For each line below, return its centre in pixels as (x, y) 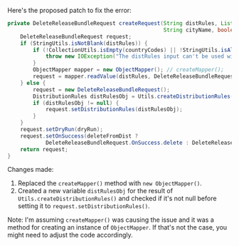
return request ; (44, 149)
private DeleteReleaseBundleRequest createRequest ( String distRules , (113, 24)
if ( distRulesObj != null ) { (76, 103)
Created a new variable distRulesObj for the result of (95, 191)
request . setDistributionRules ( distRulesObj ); (114, 110)
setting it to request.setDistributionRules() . (84, 206)
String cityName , (189, 30)
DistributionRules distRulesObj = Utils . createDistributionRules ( (133, 96)
